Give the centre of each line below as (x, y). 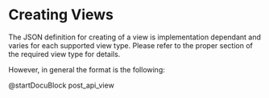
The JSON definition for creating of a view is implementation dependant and (135, 37)
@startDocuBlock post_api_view (61, 85)
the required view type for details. (64, 54)
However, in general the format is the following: (87, 69)
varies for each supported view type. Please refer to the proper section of (131, 45)
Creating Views (61, 15)
